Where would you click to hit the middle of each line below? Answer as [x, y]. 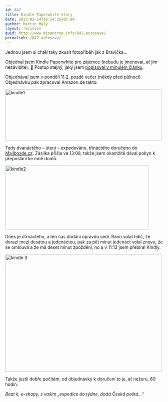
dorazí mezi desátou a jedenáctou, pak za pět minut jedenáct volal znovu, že [84, 242]
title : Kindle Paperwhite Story [39, 15]
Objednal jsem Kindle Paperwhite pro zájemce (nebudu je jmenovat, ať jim [81, 62]
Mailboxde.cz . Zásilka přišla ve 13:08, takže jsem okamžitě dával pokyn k [80, 153]
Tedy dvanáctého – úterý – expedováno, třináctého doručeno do [71, 148]
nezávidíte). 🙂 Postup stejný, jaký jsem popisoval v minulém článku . [74, 67]
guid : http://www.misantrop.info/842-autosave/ [56, 33]
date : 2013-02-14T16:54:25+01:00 [40, 19]
